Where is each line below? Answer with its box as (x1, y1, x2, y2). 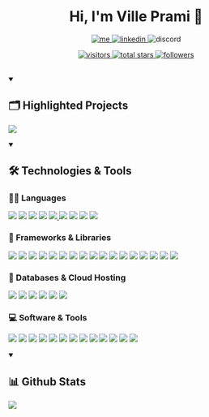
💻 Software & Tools (8, 312, 87, 323)
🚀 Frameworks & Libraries (8, 232, 112, 243)
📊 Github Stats (8, 375, 87, 389)
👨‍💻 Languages (8, 192, 66, 204)
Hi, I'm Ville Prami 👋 (69, 7, 203, 26)
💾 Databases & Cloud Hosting (8, 272, 126, 283)
